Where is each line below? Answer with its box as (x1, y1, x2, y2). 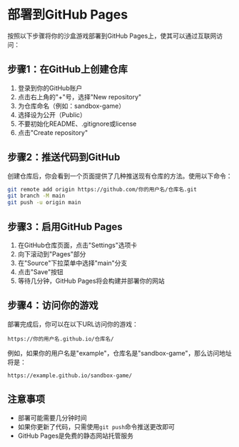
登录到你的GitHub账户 (17, 84, 83, 92)
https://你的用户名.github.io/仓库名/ (7, 335, 114, 343)
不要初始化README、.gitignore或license (17, 119, 137, 128)
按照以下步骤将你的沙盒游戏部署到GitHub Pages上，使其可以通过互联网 (7, 31, 217, 40)
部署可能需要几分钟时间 (17, 413, 87, 422)
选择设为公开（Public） (17, 110, 87, 119)
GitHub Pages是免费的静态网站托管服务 (17, 431, 134, 440)
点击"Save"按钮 (17, 268, 64, 276)
